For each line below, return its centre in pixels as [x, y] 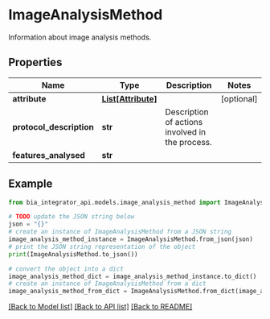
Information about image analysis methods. [80, 37]
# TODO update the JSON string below [72, 217]
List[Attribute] [129, 98]
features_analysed [49, 155]
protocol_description [53, 126]
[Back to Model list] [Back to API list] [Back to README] [100, 307]
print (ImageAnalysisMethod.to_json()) [73, 254]
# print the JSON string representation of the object [102, 246]
